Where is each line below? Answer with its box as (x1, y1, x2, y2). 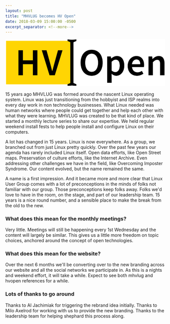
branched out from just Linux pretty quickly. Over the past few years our (5, 144, 156, 150)
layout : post (5, 8, 33, 13)
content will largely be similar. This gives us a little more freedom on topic (5, 232, 159, 238)
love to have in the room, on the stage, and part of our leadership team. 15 (5, 191, 160, 198)
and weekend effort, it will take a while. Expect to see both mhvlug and (5, 272, 153, 279)
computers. (5, 128, 29, 135)
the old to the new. (5, 202, 44, 208)
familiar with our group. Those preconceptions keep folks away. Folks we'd (5, 186, 162, 192)
